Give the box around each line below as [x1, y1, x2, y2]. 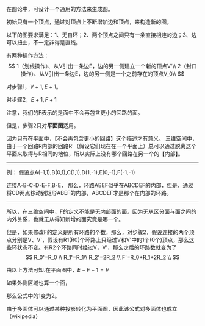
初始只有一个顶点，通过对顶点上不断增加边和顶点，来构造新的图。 [6, 18, 172, 26]
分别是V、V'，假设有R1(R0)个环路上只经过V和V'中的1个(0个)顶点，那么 [11, 236, 189, 243]
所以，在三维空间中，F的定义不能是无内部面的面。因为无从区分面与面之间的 [6, 208, 197, 215]
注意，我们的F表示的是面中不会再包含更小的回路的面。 [6, 109, 143, 116]
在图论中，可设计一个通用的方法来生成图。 [6, 5, 113, 12]
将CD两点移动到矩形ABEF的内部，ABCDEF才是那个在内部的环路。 [6, 190, 172, 196]
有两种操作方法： [6, 52, 49, 59]
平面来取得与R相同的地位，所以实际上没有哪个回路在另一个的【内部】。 [6, 150, 184, 157]
